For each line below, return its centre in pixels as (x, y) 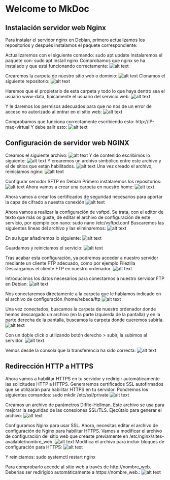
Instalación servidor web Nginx (56, 28)
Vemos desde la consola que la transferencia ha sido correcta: (71, 350)
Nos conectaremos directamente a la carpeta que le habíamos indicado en (83, 294)
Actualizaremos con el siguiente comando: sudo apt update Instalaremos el (84, 55)
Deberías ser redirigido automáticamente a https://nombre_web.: (73, 472)
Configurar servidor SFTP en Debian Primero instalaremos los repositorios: (83, 181)
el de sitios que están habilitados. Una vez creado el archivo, (79, 166)
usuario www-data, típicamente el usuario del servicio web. (68, 96)
